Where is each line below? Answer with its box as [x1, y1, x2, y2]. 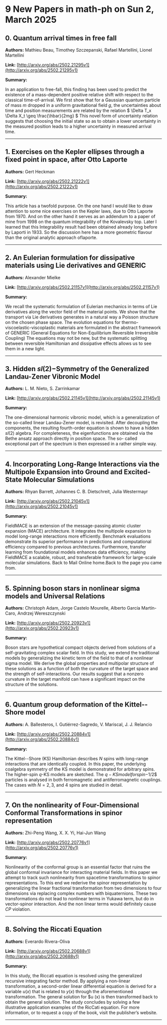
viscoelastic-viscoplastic [5, 324, 56, 330]
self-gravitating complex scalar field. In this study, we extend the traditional [5, 650, 160, 656]
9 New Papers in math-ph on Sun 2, [5, 3, 154, 15]
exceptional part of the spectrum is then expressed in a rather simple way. [5, 441, 158, 447]
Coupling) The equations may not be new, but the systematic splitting [5, 335, 148, 341]
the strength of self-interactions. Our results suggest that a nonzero [5, 671, 144, 677]
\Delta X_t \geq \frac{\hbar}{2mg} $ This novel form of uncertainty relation [5, 113, 158, 119]
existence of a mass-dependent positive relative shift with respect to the [5, 92, 154, 97]
